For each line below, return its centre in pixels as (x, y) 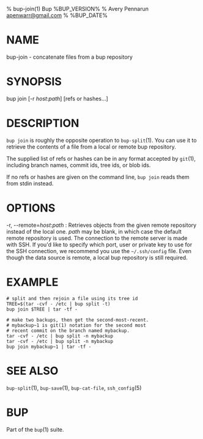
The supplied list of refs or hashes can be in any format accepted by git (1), (101, 158)
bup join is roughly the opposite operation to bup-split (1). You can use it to (102, 140)
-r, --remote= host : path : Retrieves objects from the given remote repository (102, 225)
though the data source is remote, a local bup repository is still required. (97, 257)
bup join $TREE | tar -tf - (42, 309)
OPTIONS (31, 208)
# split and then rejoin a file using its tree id (72, 298)
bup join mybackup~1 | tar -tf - (49, 347)
